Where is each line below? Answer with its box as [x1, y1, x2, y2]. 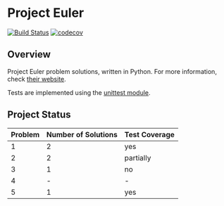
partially [124, 153, 151, 162]
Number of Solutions [46, 129, 118, 139]
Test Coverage [124, 129, 175, 139]
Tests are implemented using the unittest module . [7, 88, 151, 96]
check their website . [7, 75, 67, 83]
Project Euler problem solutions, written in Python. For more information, [7, 67, 217, 75]
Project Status [7, 109, 72, 121]
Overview [7, 49, 51, 60]
